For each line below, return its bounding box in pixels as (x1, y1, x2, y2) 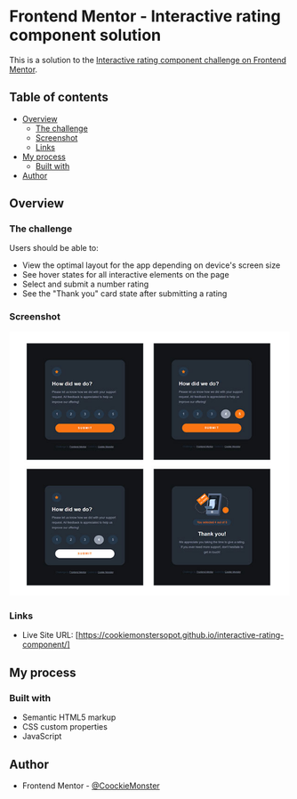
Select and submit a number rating (21, 278, 149, 290)
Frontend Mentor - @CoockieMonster (21, 780, 160, 791)
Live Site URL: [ (21, 630, 79, 641)
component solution (9, 25, 162, 45)
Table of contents (9, 90, 108, 105)
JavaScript (21, 731, 62, 742)
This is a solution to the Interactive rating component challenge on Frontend (9, 54, 287, 65)
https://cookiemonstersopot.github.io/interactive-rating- (78, 630, 285, 641)
